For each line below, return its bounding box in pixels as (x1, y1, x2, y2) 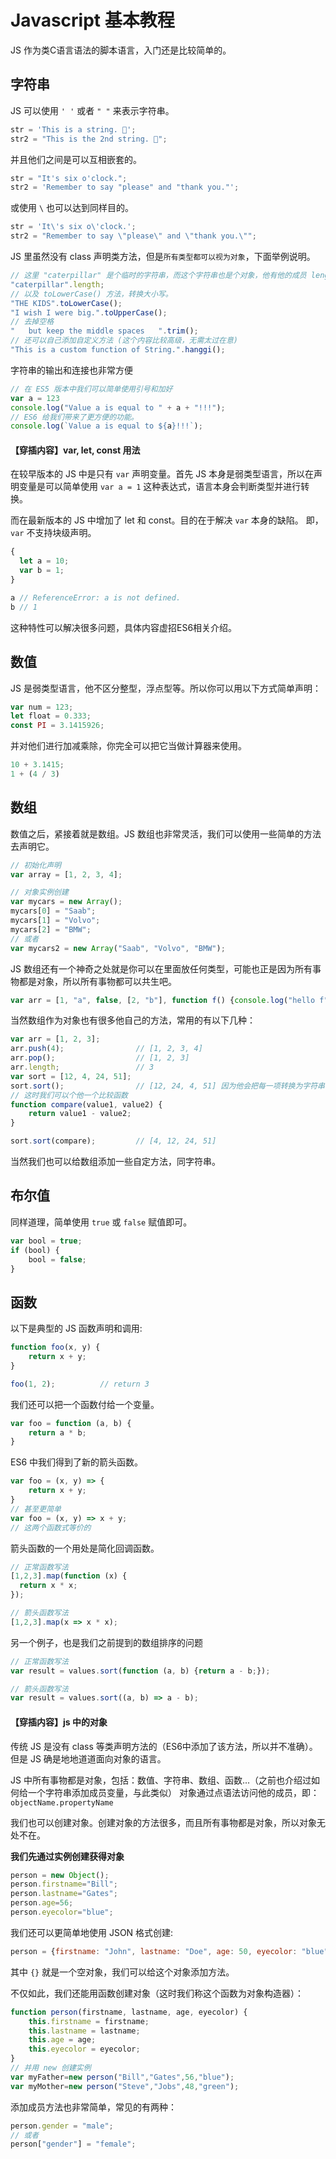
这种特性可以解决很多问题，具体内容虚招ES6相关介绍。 (10, 621, 238, 633)
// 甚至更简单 (10, 1504, 62, 1514)
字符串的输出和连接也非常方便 (10, 364, 133, 376)
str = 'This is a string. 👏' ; (10, 124, 137, 135)
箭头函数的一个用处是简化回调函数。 (10, 1542, 160, 1554)
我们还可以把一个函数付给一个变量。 (10, 1398, 160, 1410)
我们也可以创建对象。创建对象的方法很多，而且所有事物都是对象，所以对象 (10, 1816, 317, 1828)
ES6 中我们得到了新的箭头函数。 (10, 1456, 144, 1468)
